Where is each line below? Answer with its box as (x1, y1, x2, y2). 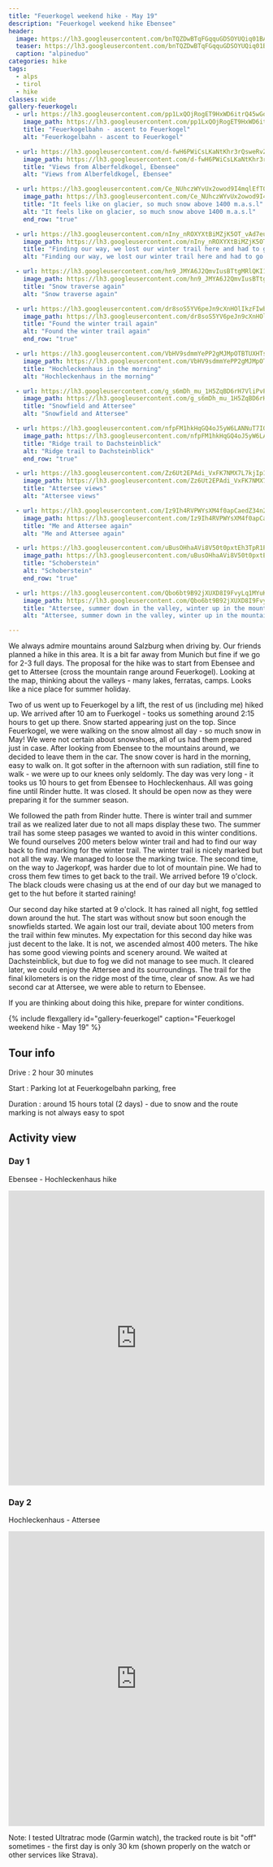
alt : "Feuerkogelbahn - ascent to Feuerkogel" (23, 133, 184, 141)
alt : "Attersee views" (23, 492, 100, 500)
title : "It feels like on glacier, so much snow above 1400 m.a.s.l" (23, 200, 264, 208)
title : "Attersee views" (23, 485, 107, 493)
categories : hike (8, 58, 67, 66)
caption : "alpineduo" (15, 50, 89, 58)
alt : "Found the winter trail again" (23, 327, 151, 336)
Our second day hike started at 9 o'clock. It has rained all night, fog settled (8, 905, 258, 914)
